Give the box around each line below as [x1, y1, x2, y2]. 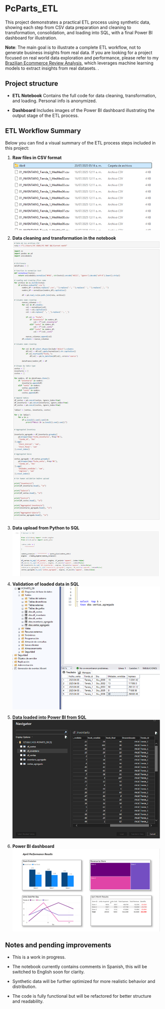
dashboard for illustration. [5, 35, 57, 41]
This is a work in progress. [12, 954, 66, 960]
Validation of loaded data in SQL [12, 581, 80, 587]
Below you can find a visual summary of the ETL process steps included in [5, 140, 156, 145]
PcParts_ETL [5, 3, 58, 14]
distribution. [12, 983, 37, 989]
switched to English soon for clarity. [12, 969, 85, 975]
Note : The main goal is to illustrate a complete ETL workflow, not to [5, 44, 141, 50]
